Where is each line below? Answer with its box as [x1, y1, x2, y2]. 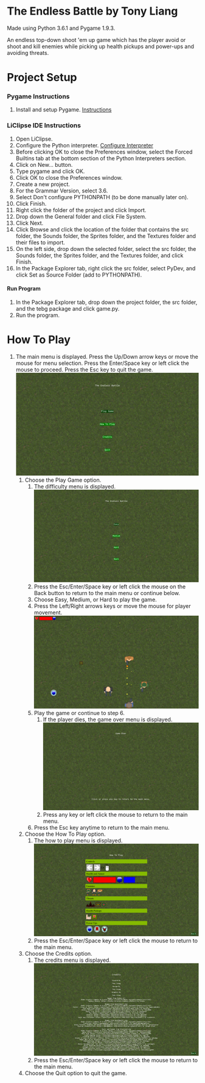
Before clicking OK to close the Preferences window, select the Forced [15, 148, 193, 155]
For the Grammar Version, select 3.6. [15, 187, 108, 194]
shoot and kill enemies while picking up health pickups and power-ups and [7, 43, 194, 50]
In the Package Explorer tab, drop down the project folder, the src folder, [15, 298, 198, 306]
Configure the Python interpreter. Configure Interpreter [15, 141, 154, 149]
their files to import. [15, 239, 66, 246]
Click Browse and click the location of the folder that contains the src [15, 225, 189, 233]
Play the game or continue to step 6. [33, 709, 125, 716]
